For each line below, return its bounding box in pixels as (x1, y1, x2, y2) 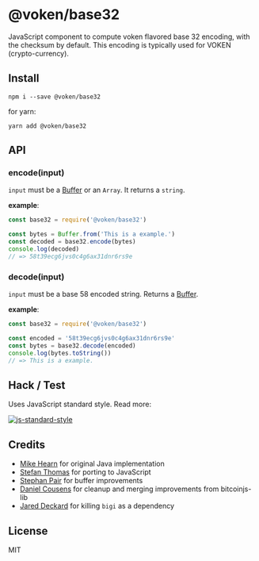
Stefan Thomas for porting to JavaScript (19, 467, 152, 477)
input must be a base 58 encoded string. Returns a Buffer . (8, 290, 199, 299)
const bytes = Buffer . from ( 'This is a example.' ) (8, 230, 176, 239)
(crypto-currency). (8, 48, 70, 58)
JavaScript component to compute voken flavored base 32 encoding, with (8, 32, 251, 41)
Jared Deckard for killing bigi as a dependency (19, 501, 175, 511)
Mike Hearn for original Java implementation (19, 459, 165, 469)
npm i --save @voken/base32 (8, 93, 101, 101)
